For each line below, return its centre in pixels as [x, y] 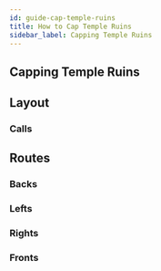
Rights [24, 234]
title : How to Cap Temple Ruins [70, 26]
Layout [30, 103]
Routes [30, 158]
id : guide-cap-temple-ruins [63, 18]
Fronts [24, 258]
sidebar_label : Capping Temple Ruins [81, 35]
